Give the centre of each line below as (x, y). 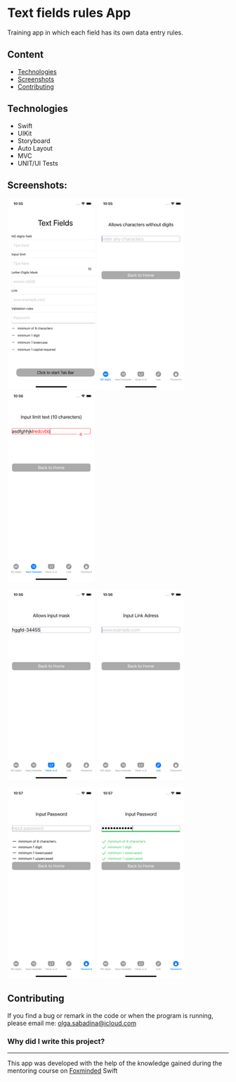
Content (26, 55)
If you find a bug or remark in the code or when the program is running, (110, 1015)
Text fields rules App (69, 13)
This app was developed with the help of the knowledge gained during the (115, 1063)
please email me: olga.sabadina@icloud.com (72, 1023)
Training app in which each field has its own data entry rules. (96, 32)
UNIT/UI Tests (38, 163)
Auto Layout (35, 148)
